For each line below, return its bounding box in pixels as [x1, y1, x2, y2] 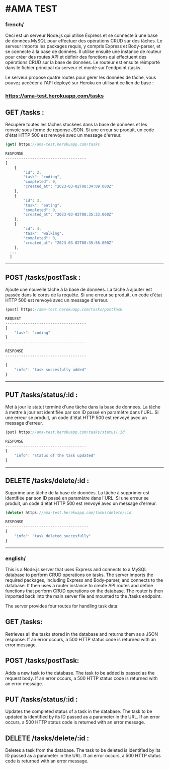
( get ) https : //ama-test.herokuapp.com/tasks [5, 142, 100, 147]
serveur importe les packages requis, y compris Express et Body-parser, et [5, 43, 161, 49]
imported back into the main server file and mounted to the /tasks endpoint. [5, 593, 162, 599]
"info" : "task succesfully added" [14, 367, 87, 372]
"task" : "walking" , [23, 231, 64, 236]
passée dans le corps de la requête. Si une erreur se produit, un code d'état [5, 292, 162, 298]
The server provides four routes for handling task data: [5, 603, 119, 609]
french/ [5, 21, 24, 28]
